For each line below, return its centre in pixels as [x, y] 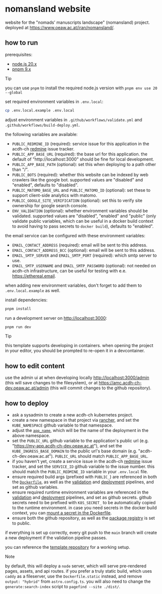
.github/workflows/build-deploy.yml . [43, 125]
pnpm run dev [18, 327]
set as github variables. [35, 487]
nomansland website [48, 9]
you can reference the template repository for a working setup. [68, 547]
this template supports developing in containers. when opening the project [79, 346]
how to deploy [27, 403]
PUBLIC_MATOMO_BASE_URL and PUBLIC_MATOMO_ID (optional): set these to [81, 190]
